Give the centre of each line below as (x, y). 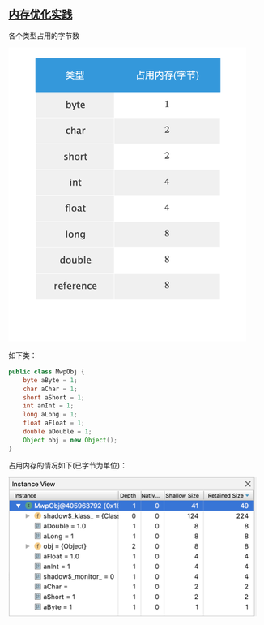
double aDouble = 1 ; (57, 432)
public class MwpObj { (47, 372)
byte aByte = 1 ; (51, 380)
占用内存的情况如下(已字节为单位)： (68, 465)
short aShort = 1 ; (54, 397)
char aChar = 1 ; (51, 389)
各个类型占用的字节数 (44, 36)
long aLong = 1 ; (51, 415)
